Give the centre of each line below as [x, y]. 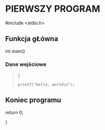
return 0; [14, 112]
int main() [15, 51]
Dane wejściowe [26, 64]
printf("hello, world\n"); [46, 85]
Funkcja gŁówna [32, 39]
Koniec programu [33, 100]
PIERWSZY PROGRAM [53, 9]
